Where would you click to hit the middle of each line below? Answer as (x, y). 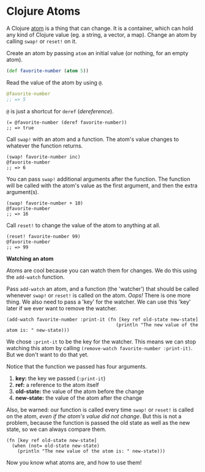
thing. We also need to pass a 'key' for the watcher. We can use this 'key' (99, 302)
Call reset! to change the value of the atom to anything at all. (84, 225)
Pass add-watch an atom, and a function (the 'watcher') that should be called (102, 288)
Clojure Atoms (43, 11)
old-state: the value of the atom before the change (80, 391)
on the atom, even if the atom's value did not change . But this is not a (94, 416)
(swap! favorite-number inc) (43, 157)
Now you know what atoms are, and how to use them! (74, 462)
